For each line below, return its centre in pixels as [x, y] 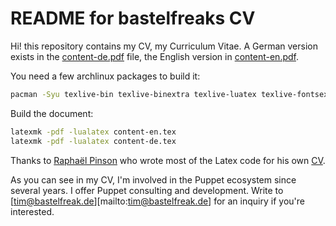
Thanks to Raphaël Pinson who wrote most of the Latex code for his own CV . [168, 160]
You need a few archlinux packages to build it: [105, 76]
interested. [32, 211]
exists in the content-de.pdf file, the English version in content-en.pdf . [155, 56]
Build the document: [52, 113]
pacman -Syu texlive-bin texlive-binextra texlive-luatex [133, 94]
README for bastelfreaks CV [133, 18]
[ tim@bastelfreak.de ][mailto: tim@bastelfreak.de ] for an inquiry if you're [157, 201]
